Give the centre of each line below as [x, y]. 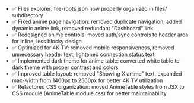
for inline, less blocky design [47, 41]
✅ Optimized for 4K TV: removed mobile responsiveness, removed [93, 48]
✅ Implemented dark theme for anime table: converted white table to [96, 61]
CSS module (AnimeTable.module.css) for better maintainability [89, 93]
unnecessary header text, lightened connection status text [83, 54]
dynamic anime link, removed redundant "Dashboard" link [82, 28]
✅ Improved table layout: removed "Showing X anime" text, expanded [97, 74]
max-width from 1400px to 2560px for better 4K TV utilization [87, 80]
